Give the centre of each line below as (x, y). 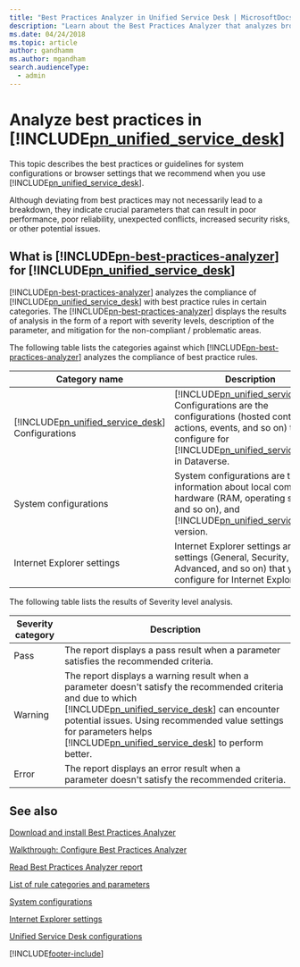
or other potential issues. (55, 228)
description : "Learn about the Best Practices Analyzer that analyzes (143, 26)
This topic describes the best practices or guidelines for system (126, 164)
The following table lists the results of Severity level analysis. (121, 601)
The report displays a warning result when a (156, 676)
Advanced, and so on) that (229, 568)
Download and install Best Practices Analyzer (93, 833)
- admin (32, 76)
